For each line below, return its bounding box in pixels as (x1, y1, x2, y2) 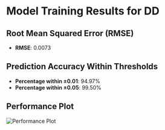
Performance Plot (6, 101, 74, 112)
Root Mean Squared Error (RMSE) (6, 28, 134, 39)
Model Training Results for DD (6, 4, 160, 18)
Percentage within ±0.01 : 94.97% (15, 77, 101, 85)
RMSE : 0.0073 (15, 44, 51, 51)
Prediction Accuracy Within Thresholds (6, 61, 158, 72)
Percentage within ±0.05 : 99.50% (15, 84, 102, 91)
